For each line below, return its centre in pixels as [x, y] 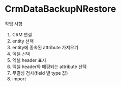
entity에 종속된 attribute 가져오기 [45, 47]
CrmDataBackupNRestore [60, 9]
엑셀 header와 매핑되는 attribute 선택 [49, 67]
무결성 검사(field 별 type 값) [40, 73]
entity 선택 [23, 41]
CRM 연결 [22, 34]
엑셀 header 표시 [29, 60]
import [19, 79]
